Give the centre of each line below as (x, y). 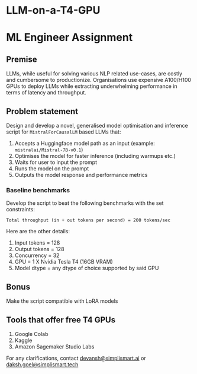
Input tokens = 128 (37, 243)
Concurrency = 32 (37, 255)
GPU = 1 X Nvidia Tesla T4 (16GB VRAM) (64, 262)
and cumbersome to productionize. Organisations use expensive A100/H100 (98, 80)
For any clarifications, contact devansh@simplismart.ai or (76, 358)
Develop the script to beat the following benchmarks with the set (85, 203)
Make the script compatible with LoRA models (62, 301)
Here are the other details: (38, 232)
